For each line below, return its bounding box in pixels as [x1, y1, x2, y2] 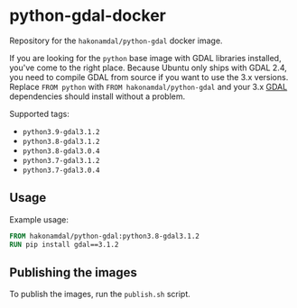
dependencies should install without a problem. [9, 91, 186, 102]
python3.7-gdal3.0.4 [22, 166, 100, 175]
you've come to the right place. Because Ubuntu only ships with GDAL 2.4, [9, 62, 287, 73]
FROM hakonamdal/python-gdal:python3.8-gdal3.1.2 [9, 231, 200, 240]
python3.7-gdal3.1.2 [22, 156, 100, 165]
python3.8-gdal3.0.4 [22, 146, 100, 156]
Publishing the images [9, 265, 138, 280]
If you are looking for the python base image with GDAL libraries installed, [9, 52, 282, 63]
